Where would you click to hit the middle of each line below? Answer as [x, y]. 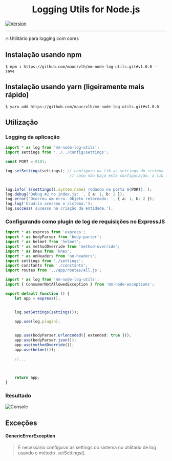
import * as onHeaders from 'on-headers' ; [51, 256]
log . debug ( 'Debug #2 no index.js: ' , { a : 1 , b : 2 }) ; [65, 194]
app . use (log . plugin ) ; [37, 322]
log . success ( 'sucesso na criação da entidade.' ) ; [59, 209]
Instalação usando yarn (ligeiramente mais [75, 87]
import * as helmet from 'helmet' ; [43, 242]
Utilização [22, 122]
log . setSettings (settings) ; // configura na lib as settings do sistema [84, 171]
